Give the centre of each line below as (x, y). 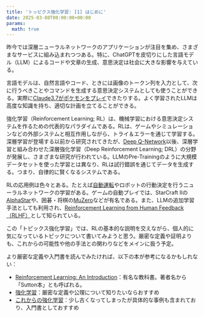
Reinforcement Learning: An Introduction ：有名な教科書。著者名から (101, 277)
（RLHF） (19, 215)
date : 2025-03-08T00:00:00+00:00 (49, 18)
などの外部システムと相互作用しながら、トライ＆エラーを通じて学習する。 (105, 134)
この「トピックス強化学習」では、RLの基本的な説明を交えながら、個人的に (100, 229)
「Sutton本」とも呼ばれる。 (50, 285)
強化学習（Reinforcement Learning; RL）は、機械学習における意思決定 (95, 119)
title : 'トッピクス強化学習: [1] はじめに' (56, 12)
